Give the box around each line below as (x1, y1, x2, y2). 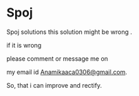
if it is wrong (6, 41, 42, 49)
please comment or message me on (6, 54, 108, 63)
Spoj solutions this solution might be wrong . (6, 28, 132, 36)
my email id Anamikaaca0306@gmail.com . (6, 68, 128, 76)
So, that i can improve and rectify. (6, 81, 103, 89)
